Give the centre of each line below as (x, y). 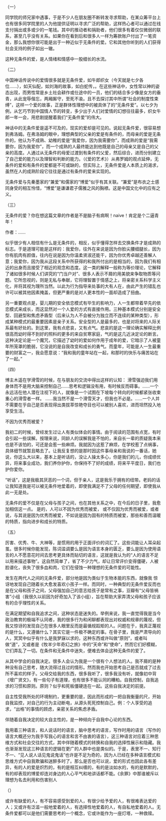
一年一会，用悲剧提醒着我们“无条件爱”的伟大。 (57, 117)
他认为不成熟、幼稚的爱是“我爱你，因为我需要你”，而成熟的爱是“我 (86, 140)
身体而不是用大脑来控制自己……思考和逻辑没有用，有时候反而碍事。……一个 (82, 386)
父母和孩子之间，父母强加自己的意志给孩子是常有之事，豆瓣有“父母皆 (84, 590)
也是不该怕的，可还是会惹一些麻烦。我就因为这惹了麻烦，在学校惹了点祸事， (83, 445)
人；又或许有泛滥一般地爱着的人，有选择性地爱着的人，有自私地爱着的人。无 (83, 807)
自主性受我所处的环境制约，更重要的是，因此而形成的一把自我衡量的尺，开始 (83, 697)
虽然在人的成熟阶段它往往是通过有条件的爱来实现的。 (59, 171)
